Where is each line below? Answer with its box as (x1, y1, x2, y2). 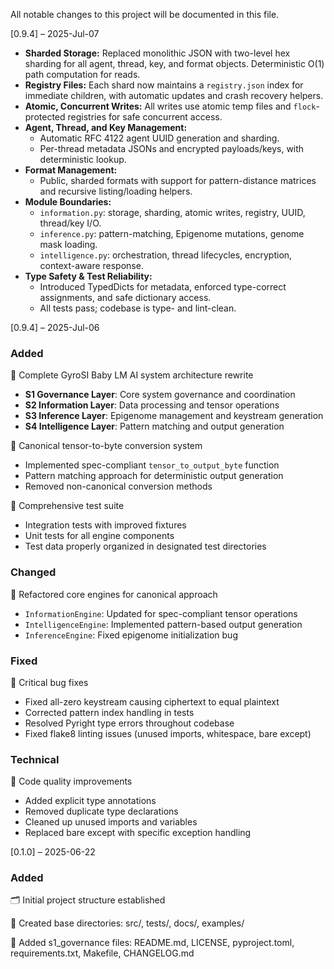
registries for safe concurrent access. (67, 111, 223, 123)
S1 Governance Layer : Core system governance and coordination (24, 389, 296, 401)
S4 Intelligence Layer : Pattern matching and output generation (24, 420, 285, 433)
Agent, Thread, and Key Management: (24, 122, 188, 133)
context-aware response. (39, 260, 144, 271)
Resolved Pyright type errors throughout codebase (24, 717, 235, 729)
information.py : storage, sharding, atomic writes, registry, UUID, (39, 207, 306, 218)
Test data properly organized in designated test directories (24, 540, 267, 553)
